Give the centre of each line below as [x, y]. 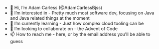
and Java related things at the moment [50, 18]
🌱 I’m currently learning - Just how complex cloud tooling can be [77, 23]
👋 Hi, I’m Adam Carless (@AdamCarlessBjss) [56, 8]
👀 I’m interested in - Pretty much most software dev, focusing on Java [82, 13]
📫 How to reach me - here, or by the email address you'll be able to [80, 34]
